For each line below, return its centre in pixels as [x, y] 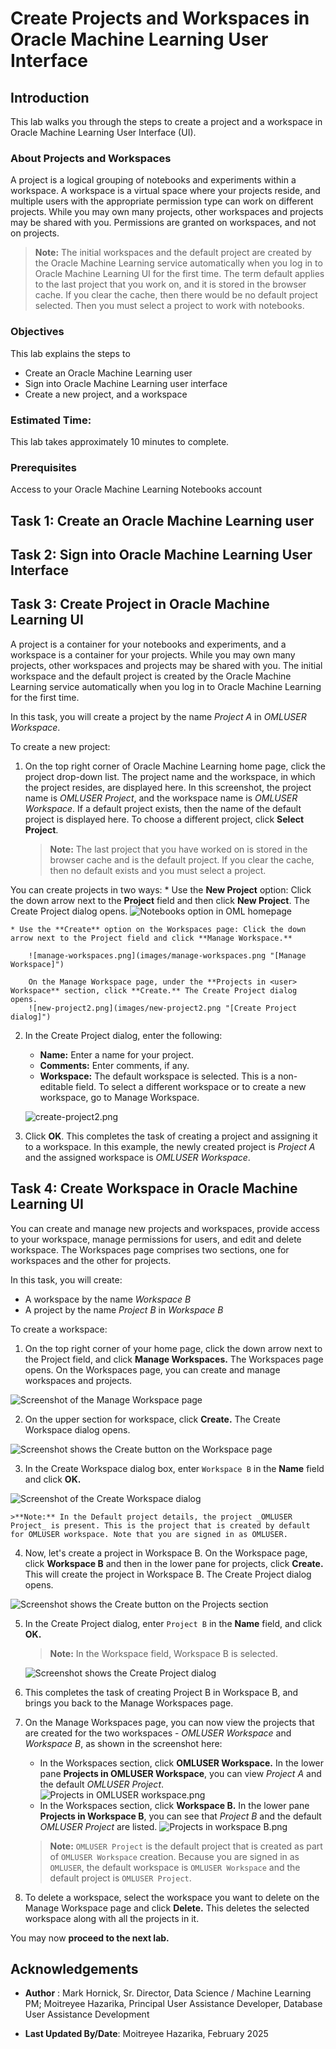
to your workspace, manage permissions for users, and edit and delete [156, 1239]
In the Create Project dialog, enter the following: [123, 1035]
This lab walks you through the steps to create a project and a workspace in [166, 121]
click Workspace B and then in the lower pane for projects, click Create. [174, 1563]
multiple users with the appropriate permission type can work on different [162, 201]
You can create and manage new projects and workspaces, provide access [165, 1228]
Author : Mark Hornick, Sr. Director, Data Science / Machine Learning [168, 1993]
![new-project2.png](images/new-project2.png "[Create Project [163, 1008]
